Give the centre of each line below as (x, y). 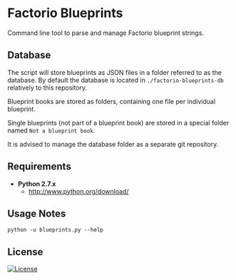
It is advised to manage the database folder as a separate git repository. (113, 144)
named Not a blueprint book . (51, 130)
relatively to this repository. (47, 88)
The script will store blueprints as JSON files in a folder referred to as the (115, 72)
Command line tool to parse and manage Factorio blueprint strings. (106, 33)
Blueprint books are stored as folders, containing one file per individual (112, 101)
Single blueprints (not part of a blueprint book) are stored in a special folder (118, 123)
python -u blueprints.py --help (55, 230)
